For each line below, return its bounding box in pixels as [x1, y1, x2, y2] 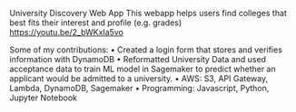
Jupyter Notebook [9, 92, 78, 103]
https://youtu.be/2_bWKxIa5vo [9, 27, 124, 37]
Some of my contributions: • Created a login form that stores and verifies [9, 44, 283, 55]
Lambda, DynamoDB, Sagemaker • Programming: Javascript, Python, [9, 83, 270, 93]
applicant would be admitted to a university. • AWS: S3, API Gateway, [9, 73, 269, 84]
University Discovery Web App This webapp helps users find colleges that [9, 8, 288, 18]
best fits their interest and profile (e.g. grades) [9, 17, 183, 28]
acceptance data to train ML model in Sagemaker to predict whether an [9, 63, 276, 74]
